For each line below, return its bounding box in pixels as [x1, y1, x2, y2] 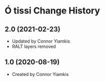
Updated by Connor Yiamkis [11, 38, 70, 44]
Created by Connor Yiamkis [11, 71, 69, 77]
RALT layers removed [11, 43, 56, 49]
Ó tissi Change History [4, 5, 100, 16]
